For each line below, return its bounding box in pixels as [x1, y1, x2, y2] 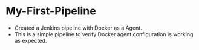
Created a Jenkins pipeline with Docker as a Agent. [14, 24, 143, 31]
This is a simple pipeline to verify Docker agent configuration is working [14, 30, 194, 37]
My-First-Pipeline [5, 4, 96, 18]
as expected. [14, 37, 47, 44]
